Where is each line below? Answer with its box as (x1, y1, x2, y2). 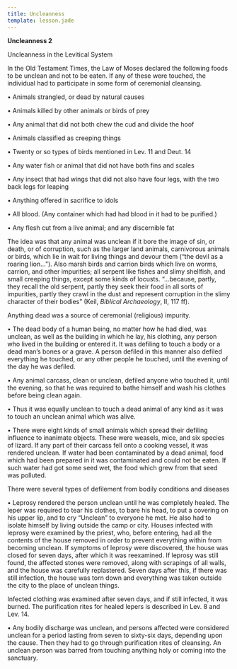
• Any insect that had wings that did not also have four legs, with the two (7, 175, 219, 183)
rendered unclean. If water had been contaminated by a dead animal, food (7, 448, 224, 457)
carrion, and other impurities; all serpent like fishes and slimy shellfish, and (7, 267, 226, 276)
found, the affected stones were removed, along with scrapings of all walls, (7, 558, 226, 566)
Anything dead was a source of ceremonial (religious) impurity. (7, 310, 191, 319)
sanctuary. (7, 653, 39, 662)
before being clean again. (7, 390, 82, 400)
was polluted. (7, 471, 47, 479)
